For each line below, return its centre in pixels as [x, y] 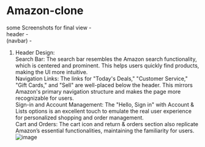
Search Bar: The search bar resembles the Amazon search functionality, [106, 59]
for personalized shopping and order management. [79, 118]
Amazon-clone [45, 11]
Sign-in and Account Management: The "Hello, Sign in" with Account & [105, 104]
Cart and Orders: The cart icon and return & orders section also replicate [107, 124]
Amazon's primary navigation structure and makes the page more [98, 91]
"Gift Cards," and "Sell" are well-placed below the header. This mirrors [104, 85]
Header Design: [35, 52]
